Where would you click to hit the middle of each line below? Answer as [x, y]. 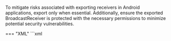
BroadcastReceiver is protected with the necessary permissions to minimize [85, 18]
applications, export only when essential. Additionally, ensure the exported [84, 13]
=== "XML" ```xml [24, 34]
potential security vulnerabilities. [40, 24]
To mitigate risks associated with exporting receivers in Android [73, 7]
